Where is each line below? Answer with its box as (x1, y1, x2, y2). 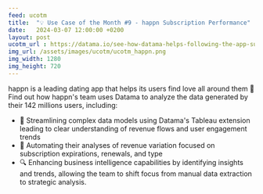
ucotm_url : (8, 41, 47, 48)
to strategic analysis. (19, 177, 87, 186)
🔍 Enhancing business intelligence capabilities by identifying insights (19, 157, 244, 167)
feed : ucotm (8, 11, 47, 20)
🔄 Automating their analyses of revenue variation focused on (19, 140, 215, 149)
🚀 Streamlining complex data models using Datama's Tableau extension (19, 115, 250, 125)
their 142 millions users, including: (8, 100, 118, 110)
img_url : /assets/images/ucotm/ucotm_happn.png (8, 48, 167, 56)
